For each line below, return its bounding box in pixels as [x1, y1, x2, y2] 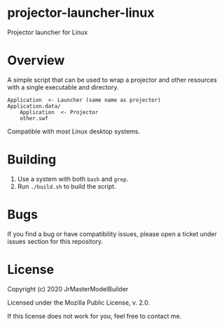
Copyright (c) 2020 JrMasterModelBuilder [7, 284, 129, 293]
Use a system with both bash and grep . [17, 175, 129, 183]
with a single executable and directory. [7, 82, 119, 92]
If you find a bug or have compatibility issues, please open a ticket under [7, 229, 217, 238]
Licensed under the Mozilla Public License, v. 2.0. [7, 298, 150, 307]
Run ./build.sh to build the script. [17, 182, 117, 190]
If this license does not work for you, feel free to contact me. [7, 312, 182, 320]
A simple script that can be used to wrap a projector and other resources [7, 75, 217, 84]
